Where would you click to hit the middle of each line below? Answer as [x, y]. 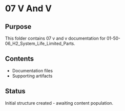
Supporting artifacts [32, 76]
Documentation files [32, 70]
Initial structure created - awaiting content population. [59, 103]
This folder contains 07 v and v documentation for [55, 38]
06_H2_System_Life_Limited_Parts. [40, 44]
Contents [20, 59]
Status [15, 91]
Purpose [18, 27]
